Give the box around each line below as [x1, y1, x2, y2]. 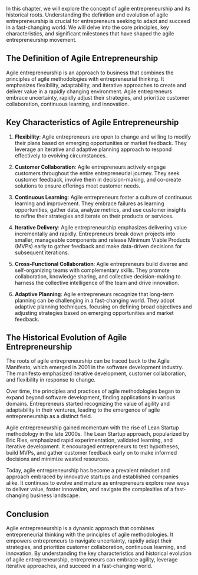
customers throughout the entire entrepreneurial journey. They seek [14, 169, 180, 176]
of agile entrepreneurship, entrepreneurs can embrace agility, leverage [6, 556, 178, 563]
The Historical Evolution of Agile [6, 333, 127, 343]
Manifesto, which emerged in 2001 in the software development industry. [6, 364, 184, 371]
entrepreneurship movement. [6, 37, 77, 43]
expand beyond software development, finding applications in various [6, 394, 176, 401]
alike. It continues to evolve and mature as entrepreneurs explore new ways [6, 479, 190, 487]
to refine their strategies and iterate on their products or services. [14, 212, 174, 219]
